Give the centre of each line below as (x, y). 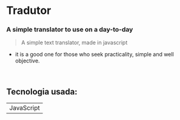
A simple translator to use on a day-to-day (70, 30)
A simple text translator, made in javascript (74, 42)
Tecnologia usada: (42, 92)
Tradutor (29, 11)
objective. (28, 61)
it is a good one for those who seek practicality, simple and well (94, 55)
